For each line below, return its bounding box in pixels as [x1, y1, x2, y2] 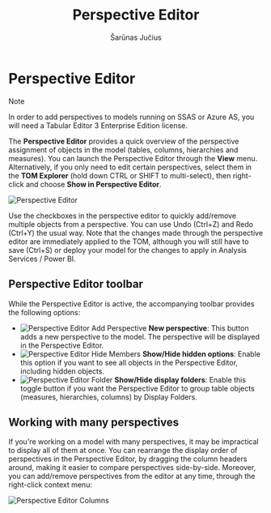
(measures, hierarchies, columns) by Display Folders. [19, 391, 198, 402]
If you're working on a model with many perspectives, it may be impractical [8, 437, 259, 447]
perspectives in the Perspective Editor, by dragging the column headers [8, 454, 248, 464]
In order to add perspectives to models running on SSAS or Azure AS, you [8, 112, 255, 122]
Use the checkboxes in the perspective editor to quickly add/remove [8, 211, 237, 220]
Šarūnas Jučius [110, 32, 162, 42]
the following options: [8, 307, 81, 317]
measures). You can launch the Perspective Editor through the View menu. [8, 153, 258, 163]
